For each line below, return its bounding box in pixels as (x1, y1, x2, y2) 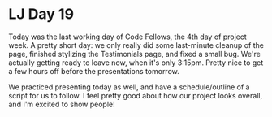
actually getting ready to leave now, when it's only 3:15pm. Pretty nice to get (8, 58, 264, 67)
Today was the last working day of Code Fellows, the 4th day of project (8, 32, 248, 41)
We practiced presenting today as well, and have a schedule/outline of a (8, 82, 250, 92)
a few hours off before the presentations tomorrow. (8, 66, 180, 76)
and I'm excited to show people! (8, 99, 115, 109)
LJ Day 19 (8, 5, 75, 24)
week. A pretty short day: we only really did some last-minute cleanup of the (8, 40, 264, 50)
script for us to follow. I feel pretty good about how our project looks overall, (8, 90, 262, 100)
